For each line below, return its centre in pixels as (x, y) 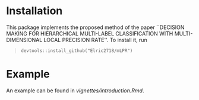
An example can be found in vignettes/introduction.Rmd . (75, 91)
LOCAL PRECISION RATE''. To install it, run (95, 40)
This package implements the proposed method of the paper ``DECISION (95, 27)
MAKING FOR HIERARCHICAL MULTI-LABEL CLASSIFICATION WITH (90, 33)
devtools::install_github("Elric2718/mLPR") (77, 51)
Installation (34, 11)
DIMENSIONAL (24, 40)
